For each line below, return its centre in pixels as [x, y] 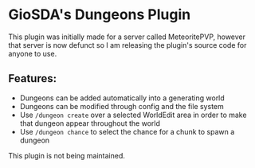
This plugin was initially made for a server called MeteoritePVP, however [127, 37]
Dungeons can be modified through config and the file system [122, 106]
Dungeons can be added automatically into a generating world [122, 98]
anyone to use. [33, 53]
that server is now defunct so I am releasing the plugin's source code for [127, 45]
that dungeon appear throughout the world [90, 123]
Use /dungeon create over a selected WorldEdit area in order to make [133, 115]
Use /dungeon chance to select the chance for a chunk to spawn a [127, 131]
